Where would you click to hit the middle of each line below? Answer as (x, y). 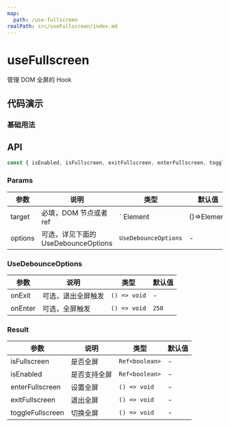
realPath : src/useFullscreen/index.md (62, 26)
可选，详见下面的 (69, 234)
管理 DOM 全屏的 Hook (39, 80)
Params (20, 181)
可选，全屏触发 (66, 309)
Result (18, 329)
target (20, 216)
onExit (21, 295)
